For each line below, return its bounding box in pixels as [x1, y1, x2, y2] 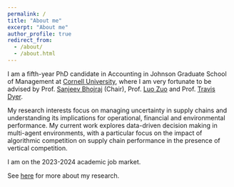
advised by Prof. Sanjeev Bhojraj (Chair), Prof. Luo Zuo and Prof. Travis [7, 85, 215, 93]
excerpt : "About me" [7, 23, 69, 31]
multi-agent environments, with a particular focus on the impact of [7, 129, 203, 137]
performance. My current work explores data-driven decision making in [7, 121, 218, 129]
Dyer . [7, 92, 24, 100]
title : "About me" [7, 17, 62, 24]
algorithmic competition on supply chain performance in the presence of [7, 136, 221, 144]
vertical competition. [7, 144, 68, 152]
